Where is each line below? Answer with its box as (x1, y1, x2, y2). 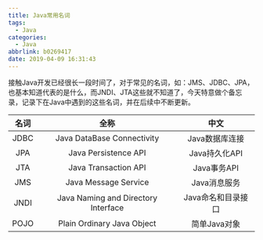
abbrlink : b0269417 (8, 48, 72, 56)
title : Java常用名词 (8, 11, 70, 20)
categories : (8, 33, 47, 42)
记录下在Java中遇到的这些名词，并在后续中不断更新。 (21, 97, 196, 107)
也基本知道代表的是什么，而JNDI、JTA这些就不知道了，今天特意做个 (8, 87, 229, 96)
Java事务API (193, 162, 240, 173)
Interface (90, 202, 124, 213)
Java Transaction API (68, 162, 146, 173)
